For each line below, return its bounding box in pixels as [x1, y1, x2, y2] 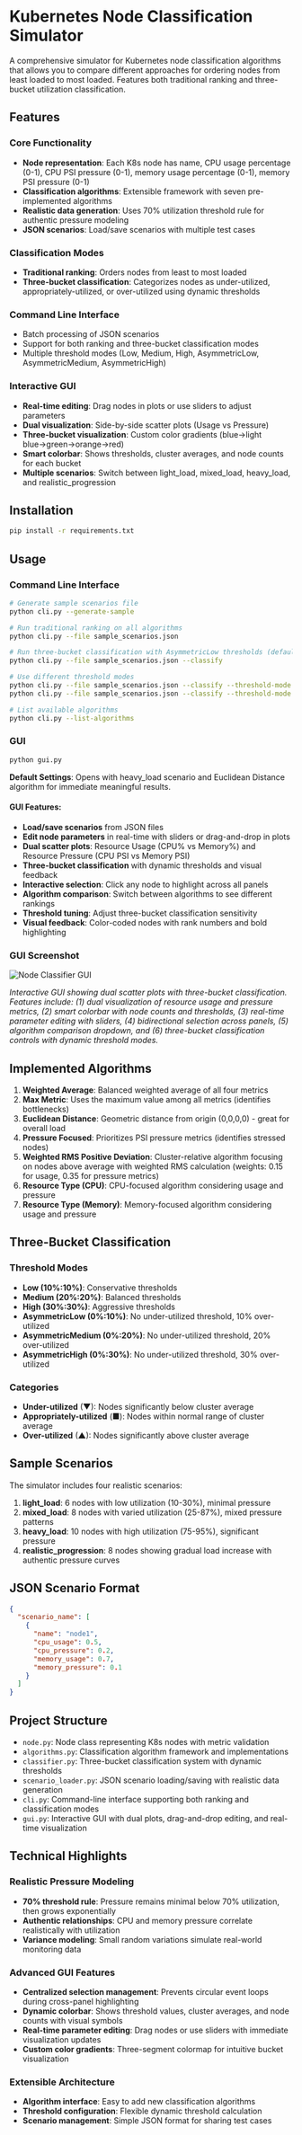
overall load [22, 1123, 66, 1133]
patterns [22, 1516, 54, 1527]
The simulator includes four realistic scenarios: [9, 1480, 182, 1491]
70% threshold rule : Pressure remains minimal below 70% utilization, [22, 1896, 280, 1907]
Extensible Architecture [9, 2076, 115, 2088]
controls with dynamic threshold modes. [9, 1035, 159, 1046]
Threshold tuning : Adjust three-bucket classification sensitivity [22, 908, 258, 918]
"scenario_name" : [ [17, 1613, 91, 1622]
